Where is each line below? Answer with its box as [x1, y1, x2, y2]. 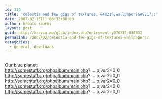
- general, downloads [9, 44, 54, 49]
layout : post [5, 26, 32, 31]
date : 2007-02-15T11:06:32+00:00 [5, 16, 74, 21]
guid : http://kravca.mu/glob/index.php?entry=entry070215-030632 [5, 30, 142, 35]
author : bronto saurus [5, 21, 52, 26]
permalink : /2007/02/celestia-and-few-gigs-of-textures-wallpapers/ [5, 35, 149, 40]
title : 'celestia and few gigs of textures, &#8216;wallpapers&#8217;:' [5, 12, 158, 17]
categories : [5, 40, 30, 45]
